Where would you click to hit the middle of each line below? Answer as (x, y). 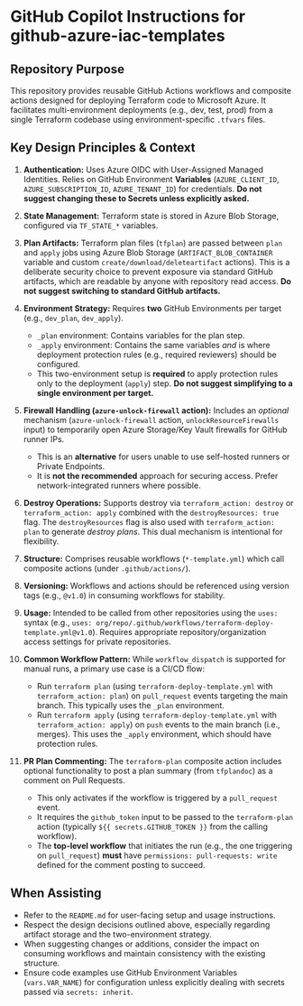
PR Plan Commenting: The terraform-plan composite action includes (152, 761)
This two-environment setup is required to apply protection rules (157, 374)
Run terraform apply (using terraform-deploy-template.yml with (157, 715)
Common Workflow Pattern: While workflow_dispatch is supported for (155, 659)
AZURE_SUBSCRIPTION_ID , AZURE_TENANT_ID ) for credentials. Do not (142, 189)
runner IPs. (44, 438)
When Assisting (56, 894)
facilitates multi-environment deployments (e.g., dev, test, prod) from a (142, 110)
